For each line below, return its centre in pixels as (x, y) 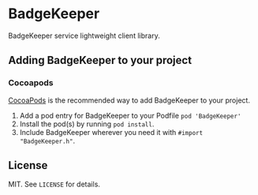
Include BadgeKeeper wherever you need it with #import (111, 132)
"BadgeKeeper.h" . (47, 141)
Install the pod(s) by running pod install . (87, 124)
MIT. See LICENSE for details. (54, 184)
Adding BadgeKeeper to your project (100, 60)
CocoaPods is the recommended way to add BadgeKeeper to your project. (129, 100)
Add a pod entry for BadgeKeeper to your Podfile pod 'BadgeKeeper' (130, 115)
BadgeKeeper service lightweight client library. (84, 36)
